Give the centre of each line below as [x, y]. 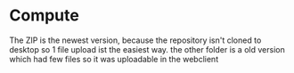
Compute [45, 16]
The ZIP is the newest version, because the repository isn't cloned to [135, 40]
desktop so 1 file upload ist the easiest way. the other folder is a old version [147, 49]
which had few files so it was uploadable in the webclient [114, 59]
